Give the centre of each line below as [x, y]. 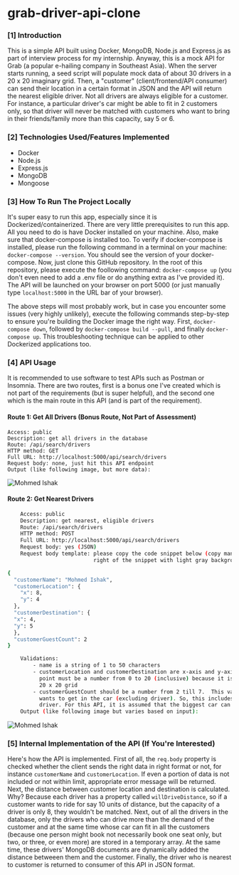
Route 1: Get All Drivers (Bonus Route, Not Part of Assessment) [102, 417]
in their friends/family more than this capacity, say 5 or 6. [91, 119]
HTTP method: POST [47, 534]
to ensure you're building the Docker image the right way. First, [100, 322]
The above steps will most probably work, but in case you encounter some [117, 307]
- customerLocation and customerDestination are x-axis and [124, 672]
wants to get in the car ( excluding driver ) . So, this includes [136, 699]
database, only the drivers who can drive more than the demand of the [111, 820]
